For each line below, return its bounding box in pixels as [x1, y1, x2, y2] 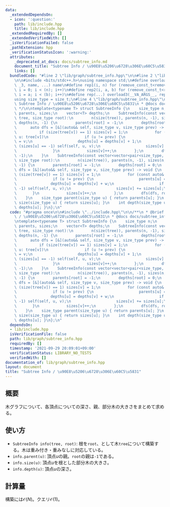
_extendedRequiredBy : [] [10, 31, 62, 36]
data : [5, 7, 17, 13]
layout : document [5, 364, 42, 370]
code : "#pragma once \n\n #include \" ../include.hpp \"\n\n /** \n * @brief [10, 209, 164, 215]
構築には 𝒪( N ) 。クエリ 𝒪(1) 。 [5, 496, 63, 502]
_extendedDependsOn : [10, 12, 53, 17]
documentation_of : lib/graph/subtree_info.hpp [5, 360, 105, 365]
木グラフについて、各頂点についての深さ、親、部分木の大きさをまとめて [5, 403, 156, 409]
